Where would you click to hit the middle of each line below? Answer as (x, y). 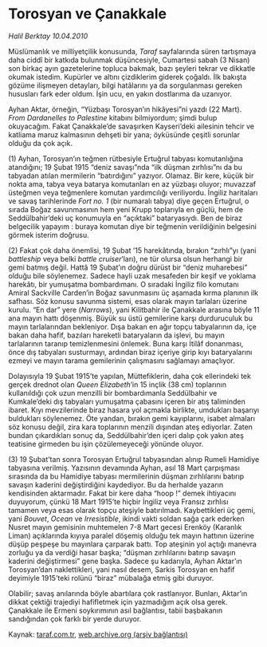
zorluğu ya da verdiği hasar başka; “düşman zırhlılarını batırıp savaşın (122, 552)
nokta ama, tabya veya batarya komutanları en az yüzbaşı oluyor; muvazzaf (132, 183)
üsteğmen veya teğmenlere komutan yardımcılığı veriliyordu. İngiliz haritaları (133, 192)
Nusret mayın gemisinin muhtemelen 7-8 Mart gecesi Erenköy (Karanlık (125, 527)
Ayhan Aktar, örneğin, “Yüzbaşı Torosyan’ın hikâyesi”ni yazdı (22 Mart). (125, 109)
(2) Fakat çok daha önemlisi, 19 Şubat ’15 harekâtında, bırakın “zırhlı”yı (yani (132, 250)
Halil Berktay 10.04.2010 (48, 36)
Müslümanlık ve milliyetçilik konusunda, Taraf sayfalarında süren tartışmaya (132, 51)
